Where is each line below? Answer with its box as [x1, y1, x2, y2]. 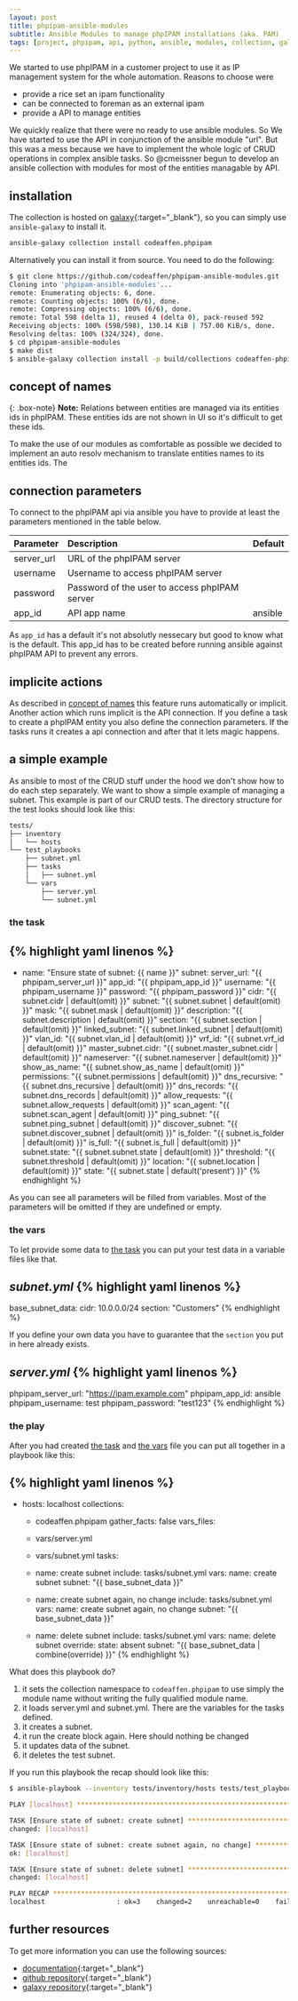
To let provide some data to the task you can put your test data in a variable [9, 1244, 286, 1255]
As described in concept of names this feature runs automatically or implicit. [9, 698, 288, 708]
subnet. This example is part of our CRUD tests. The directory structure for [9, 794, 282, 805]
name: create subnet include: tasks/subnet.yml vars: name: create [35, 1567, 278, 1578]
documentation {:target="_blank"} [21, 1963, 145, 1973]
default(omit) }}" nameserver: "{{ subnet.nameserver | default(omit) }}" [21, 1052, 282, 1063]
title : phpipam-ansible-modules [9, 21, 129, 30]
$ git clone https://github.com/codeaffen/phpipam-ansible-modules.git [9, 272, 279, 281]
